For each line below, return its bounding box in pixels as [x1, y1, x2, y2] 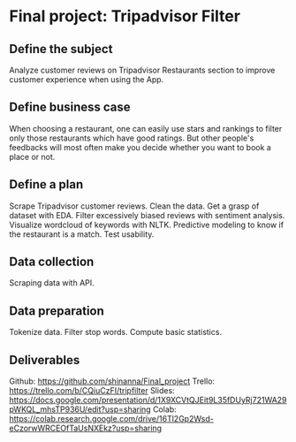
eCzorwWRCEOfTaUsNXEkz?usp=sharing [9, 423, 162, 434]
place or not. [9, 151, 56, 162]
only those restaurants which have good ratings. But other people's [9, 133, 254, 143]
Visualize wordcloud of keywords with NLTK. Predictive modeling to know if [9, 219, 285, 230]
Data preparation [9, 303, 104, 318]
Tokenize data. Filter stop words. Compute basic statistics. [9, 327, 223, 338]
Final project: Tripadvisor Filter [9, 6, 241, 27]
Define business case [9, 100, 131, 115]
